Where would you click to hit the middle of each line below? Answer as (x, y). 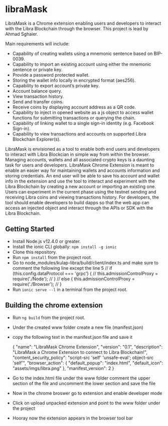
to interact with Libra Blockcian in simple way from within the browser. (77, 154)
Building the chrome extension (54, 305)
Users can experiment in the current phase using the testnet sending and (81, 192)
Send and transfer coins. (38, 101)
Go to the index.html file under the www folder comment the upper (81, 378)
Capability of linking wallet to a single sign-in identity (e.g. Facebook (83, 123)
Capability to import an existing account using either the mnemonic (82, 64)
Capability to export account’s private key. (56, 85)
